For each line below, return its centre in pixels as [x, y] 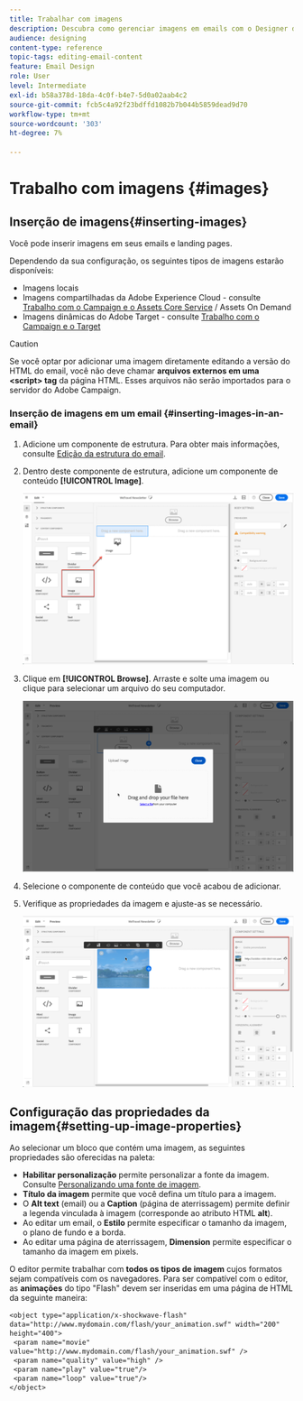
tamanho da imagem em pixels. [80, 1252]
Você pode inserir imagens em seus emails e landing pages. [121, 243]
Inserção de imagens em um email [86, 413]
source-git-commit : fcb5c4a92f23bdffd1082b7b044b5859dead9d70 [129, 105]
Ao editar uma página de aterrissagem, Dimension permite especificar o [157, 1242]
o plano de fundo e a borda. [74, 1232]
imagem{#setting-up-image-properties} [125, 1126]
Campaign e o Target [61, 326]
